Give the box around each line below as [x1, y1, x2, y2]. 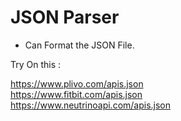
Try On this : [10, 58, 62, 70]
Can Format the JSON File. [24, 39, 135, 51]
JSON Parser [10, 6, 120, 29]
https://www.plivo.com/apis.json [10, 77, 144, 90]
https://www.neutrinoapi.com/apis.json [10, 99, 172, 111]
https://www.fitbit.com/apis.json [10, 88, 143, 100]
